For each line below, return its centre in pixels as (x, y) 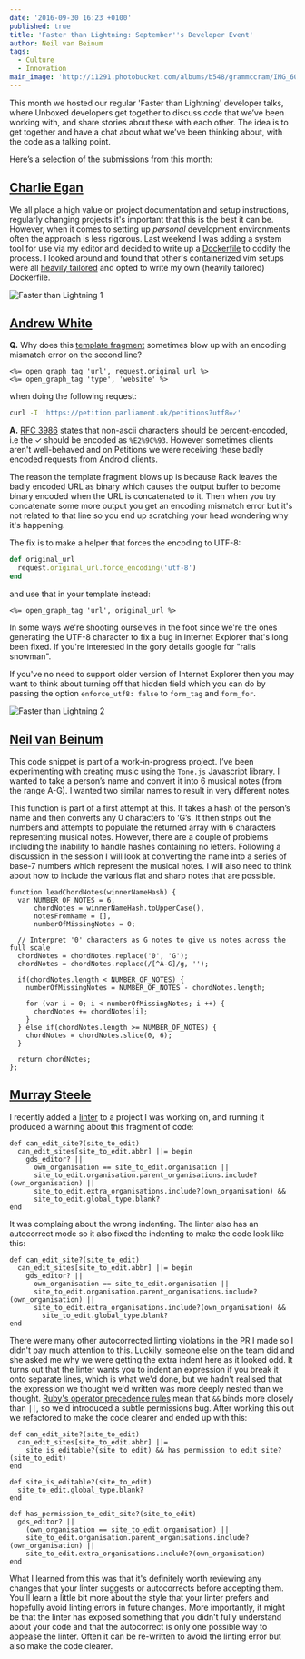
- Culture (36, 60)
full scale (30, 948)
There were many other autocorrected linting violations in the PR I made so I (152, 1340)
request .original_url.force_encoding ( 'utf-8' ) (107, 568)
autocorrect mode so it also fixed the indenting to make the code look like (147, 1234)
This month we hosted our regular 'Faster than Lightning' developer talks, (147, 103)
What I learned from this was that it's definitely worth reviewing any (136, 1578)
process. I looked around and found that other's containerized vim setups (147, 258)
